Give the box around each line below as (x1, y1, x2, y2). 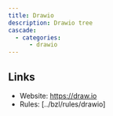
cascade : (8, 26, 37, 34)
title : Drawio (8, 11, 55, 20)
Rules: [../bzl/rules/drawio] (19, 99, 106, 109)
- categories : (15, 33, 61, 42)
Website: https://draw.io (19, 91, 97, 100)
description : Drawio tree (8, 19, 93, 27)
